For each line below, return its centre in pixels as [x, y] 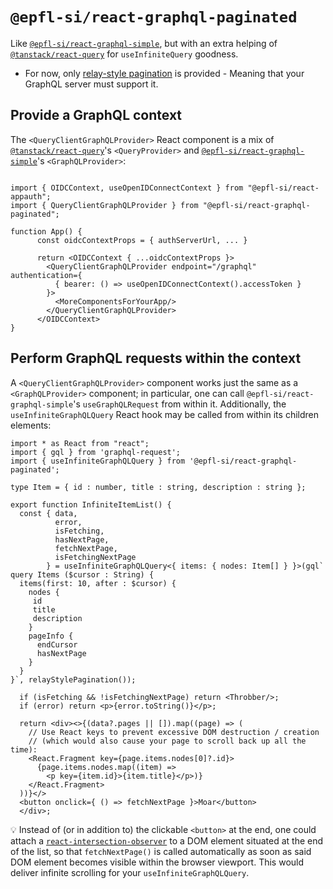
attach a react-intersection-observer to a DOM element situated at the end [167, 840]
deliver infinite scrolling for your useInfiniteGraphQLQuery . [130, 872]
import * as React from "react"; [80, 443]
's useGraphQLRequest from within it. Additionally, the [180, 404]
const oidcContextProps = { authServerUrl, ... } [142, 240]
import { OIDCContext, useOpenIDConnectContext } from [127, 188]
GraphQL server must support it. [91, 84]
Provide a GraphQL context [96, 115]
